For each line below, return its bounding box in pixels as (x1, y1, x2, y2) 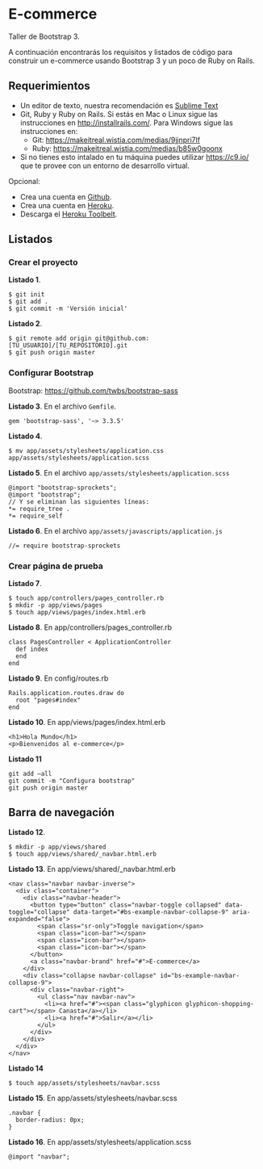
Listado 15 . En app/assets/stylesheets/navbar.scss (8, 1093, 177, 1103)
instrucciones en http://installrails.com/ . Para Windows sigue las (19, 118, 234, 128)
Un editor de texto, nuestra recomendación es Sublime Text (19, 100, 219, 110)
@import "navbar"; (8, 1152, 70, 1161)
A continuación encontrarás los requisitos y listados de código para (8, 47, 232, 57)
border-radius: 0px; (15, 1116, 85, 1124)
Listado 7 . (8, 579, 42, 589)
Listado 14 (8, 1063, 44, 1073)
